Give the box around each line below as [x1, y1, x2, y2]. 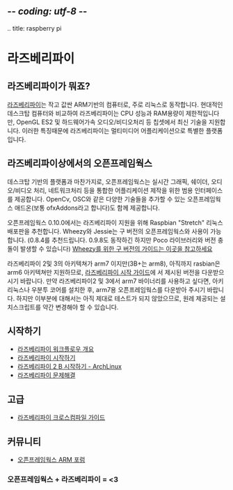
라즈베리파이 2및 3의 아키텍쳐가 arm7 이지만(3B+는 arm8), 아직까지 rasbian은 [7, 259, 220, 268]
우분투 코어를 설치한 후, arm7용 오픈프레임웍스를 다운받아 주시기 [31, 285, 206, 293]
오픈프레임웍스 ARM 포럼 [17, 456, 86, 464]
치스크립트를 [7, 303, 42, 311]
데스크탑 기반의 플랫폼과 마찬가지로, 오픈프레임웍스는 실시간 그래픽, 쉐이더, [7, 177, 210, 185]
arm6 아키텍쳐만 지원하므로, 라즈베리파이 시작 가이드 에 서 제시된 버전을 [7, 268, 200, 276]
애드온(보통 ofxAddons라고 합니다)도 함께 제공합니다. [14, 204, 160, 212]
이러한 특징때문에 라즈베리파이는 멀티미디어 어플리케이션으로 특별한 [22, 126, 204, 135]
